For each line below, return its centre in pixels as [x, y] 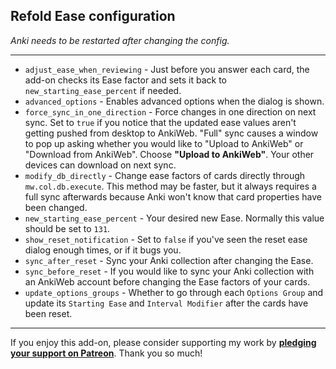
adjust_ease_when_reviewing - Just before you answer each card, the [167, 69]
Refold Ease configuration [93, 16]
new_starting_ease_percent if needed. [103, 90]
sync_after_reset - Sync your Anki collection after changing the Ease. [169, 260]
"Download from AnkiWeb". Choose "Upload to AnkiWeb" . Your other [169, 154]
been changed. [56, 207]
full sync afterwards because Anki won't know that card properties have [173, 196]
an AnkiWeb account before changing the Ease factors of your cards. [167, 281]
